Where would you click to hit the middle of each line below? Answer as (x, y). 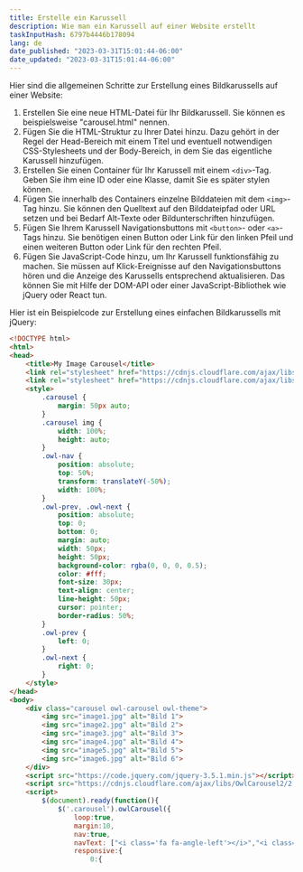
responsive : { (98, 851)
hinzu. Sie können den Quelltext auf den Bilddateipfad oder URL (157, 208)
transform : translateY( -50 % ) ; (114, 481)
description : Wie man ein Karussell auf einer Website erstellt (133, 26)
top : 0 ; (72, 524)
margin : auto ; (84, 540)
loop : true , (94, 817)
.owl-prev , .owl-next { (86, 507)
